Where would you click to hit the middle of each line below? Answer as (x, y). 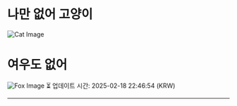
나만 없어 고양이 (50, 14)
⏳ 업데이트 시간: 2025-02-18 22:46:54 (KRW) (110, 86)
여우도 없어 (37, 65)
